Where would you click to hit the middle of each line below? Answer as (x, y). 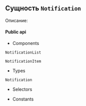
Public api (16, 32)
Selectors (22, 89)
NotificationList (23, 52)
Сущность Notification (43, 8)
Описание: (16, 20)
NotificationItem (23, 62)
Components (26, 43)
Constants (23, 99)
